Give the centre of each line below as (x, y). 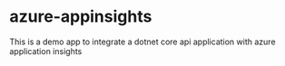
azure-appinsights (81, 17)
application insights (46, 51)
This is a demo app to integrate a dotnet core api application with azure (142, 42)
